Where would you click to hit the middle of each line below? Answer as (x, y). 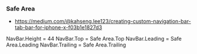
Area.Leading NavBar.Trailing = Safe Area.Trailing (66, 45)
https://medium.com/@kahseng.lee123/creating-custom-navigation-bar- (103, 21)
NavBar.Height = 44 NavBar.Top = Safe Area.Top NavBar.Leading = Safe (94, 39)
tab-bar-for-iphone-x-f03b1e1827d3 (58, 27)
